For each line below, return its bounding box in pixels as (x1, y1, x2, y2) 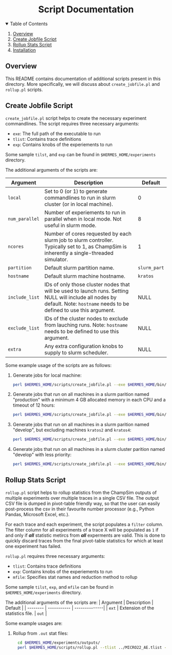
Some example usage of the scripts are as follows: (5, 362, 112, 368)
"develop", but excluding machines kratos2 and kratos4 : (12, 427, 132, 433)
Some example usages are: (5, 620, 63, 626)
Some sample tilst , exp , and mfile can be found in (5, 584, 114, 590)
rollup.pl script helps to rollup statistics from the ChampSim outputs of (5, 489, 157, 496)
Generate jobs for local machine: (12, 372, 82, 378)
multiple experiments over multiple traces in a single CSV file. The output (5, 495, 159, 501)
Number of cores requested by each (44, 230, 132, 237)
